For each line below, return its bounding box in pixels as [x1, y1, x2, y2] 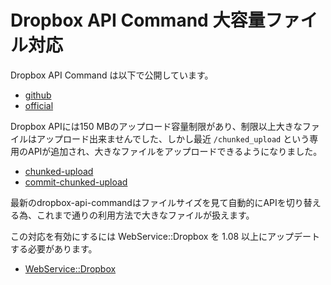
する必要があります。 [10, 242, 98, 255]
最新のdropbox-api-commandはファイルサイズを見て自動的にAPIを [10, 196, 287, 208]
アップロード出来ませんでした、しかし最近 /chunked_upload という [36, 132, 310, 145]
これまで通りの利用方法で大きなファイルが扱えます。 [36, 209, 255, 221]
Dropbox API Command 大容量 [10, 9, 266, 32]
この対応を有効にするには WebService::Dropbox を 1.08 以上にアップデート [10, 230, 321, 242]
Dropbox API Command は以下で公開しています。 [10, 69, 214, 81]
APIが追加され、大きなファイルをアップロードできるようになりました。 [27, 145, 323, 157]
